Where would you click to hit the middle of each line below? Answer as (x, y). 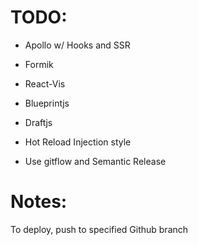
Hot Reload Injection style (78, 142)
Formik (39, 64)
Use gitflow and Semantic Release (95, 161)
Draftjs (38, 122)
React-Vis (45, 83)
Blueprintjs (47, 103)
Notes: (39, 202)
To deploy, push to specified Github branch (99, 229)
